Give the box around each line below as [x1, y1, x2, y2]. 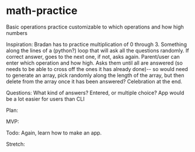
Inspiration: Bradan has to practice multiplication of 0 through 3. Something [6, 41, 187, 48]
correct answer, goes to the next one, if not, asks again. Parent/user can [6, 53, 180, 60]
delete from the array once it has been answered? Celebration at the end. [6, 77, 183, 85]
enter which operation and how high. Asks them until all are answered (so [6, 59, 183, 66]
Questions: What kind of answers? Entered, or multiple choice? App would [6, 89, 184, 96]
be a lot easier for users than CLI [6, 95, 85, 102]
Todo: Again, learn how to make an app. [6, 129, 102, 136]
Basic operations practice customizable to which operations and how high [6, 23, 184, 30]
